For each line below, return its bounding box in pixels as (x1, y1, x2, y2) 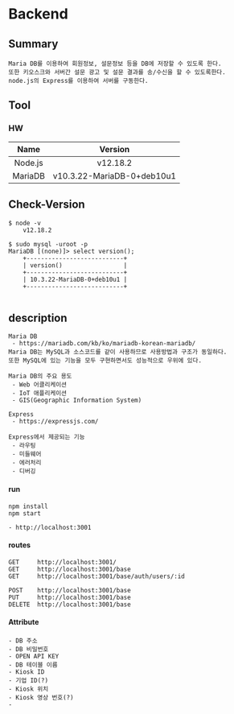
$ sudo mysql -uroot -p (8, 240, 88, 248)
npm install (8, 502, 48, 510)
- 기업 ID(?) (8, 676, 49, 684)
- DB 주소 (8, 637, 38, 645)
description (8, 311, 68, 324)
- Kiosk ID (8, 667, 45, 676)
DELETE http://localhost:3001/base (8, 601, 131, 609)
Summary (8, 37, 59, 51)
